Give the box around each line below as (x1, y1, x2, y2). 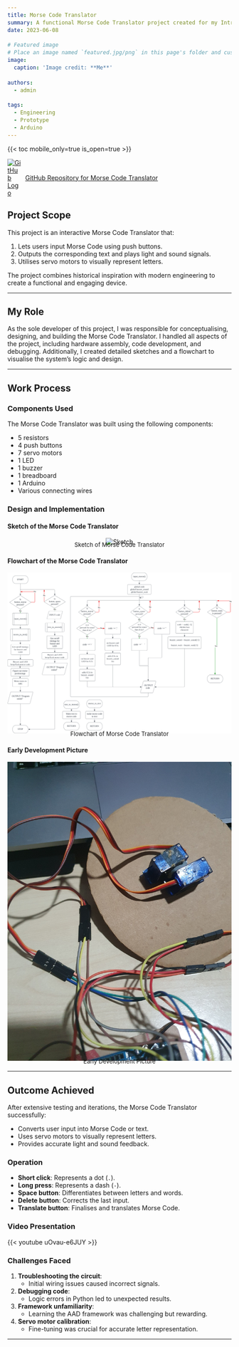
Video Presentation (7, 1222, 76, 1232)
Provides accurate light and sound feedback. (17, 1140, 149, 1148)
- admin (14, 86, 37, 94)
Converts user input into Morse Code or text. (17, 1125, 149, 1133)
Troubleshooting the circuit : (17, 1272, 102, 1281)
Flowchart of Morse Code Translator (70, 730, 169, 738)
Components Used (7, 403, 73, 413)
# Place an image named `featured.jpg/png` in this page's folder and (7, 49, 221, 56)
